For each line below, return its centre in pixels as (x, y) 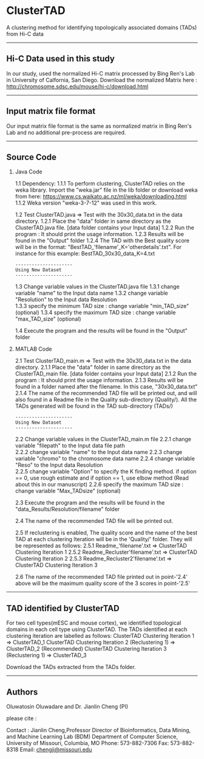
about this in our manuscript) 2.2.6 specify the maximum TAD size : (99, 484)
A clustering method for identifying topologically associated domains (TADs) (102, 27)
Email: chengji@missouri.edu (56, 750)
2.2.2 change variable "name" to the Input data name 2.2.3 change (99, 452)
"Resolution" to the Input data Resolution (66, 299)
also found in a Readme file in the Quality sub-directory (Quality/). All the (106, 400)
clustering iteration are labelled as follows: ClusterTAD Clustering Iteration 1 (100, 636)
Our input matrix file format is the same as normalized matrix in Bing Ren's (99, 126)
